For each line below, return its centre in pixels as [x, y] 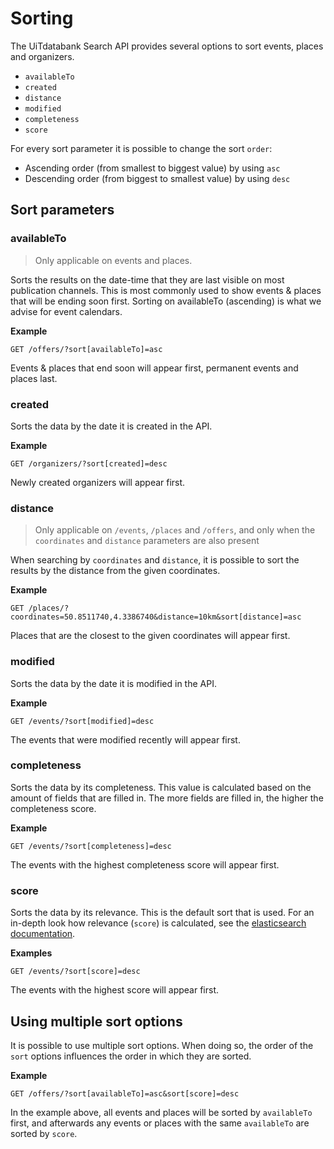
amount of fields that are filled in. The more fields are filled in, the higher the [167, 798]
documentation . [43, 934]
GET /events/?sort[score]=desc [75, 972]
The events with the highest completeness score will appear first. [145, 864]
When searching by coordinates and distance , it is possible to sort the [155, 560]
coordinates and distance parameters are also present [147, 541]
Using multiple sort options [96, 1021]
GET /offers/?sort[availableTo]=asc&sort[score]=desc [125, 1093]
